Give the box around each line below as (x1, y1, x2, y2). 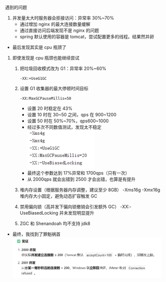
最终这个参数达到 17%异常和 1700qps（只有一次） (27, 170, 130, 176)
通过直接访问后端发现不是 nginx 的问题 (19, 27, 99, 33)
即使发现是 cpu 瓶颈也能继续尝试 (12, 55, 80, 61)
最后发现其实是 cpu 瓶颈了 (12, 44, 67, 50)
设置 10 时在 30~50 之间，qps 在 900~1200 (27, 112, 117, 117)
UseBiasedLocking (19, 210, 59, 216)
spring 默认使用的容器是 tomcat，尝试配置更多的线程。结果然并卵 (19, 34, 154, 39)
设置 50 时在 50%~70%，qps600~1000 (27, 118, 109, 124)
